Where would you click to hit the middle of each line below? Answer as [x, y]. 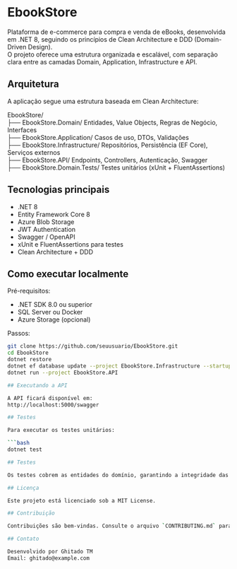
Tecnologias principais [59, 190]
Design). [40, 47]
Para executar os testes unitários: [61, 430]
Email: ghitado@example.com [49, 558]
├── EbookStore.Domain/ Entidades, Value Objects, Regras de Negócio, [113, 122]
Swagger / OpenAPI [46, 237]
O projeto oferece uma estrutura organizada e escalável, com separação [113, 54]
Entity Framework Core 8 [54, 214]
